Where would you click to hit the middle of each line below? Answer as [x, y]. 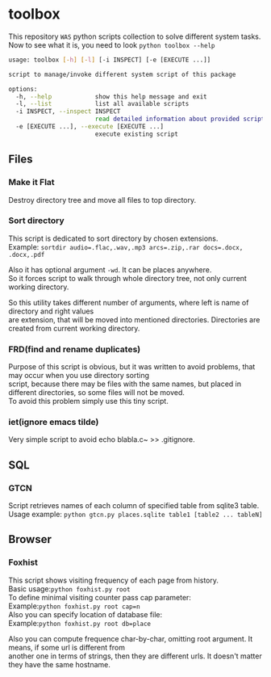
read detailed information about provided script [180, 119]
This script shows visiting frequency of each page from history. [114, 580]
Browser [30, 539]
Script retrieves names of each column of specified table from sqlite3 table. [134, 506]
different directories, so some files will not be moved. [97, 393]
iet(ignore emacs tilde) [54, 423]
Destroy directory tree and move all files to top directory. [102, 200]
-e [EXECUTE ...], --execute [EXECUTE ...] [90, 127]
